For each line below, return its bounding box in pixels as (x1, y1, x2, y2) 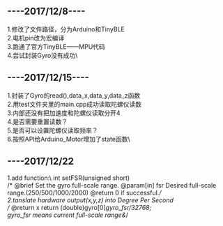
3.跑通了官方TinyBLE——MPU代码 (7, 42, 106, 51)
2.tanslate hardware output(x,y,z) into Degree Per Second (7, 196, 174, 204)
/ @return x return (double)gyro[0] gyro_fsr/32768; (7, 204, 152, 212)
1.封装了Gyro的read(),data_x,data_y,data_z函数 (7, 91, 141, 100)
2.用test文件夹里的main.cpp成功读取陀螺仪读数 (7, 100, 142, 108)
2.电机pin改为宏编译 (7, 33, 65, 42)
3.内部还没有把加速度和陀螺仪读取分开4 (7, 108, 121, 117)
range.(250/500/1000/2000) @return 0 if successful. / (7, 188, 162, 197)
